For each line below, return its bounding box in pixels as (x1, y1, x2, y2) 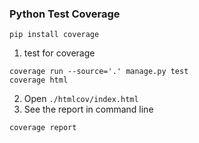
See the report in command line (23, 103, 154, 116)
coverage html (9, 75, 69, 86)
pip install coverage (9, 30, 100, 40)
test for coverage (23, 47, 96, 59)
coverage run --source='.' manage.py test (9, 67, 189, 77)
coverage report (9, 123, 77, 133)
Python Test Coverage (9, 7, 121, 21)
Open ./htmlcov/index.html (23, 93, 139, 105)
